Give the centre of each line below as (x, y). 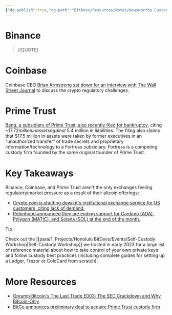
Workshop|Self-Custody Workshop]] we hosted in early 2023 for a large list (85, 245)
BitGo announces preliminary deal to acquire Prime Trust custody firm (86, 307)
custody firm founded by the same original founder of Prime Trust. (75, 153)
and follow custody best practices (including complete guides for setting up (85, 255)
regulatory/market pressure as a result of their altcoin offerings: (72, 193)
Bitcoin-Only (26, 302)
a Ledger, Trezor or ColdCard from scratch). (52, 261)
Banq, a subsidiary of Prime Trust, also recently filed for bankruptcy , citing (84, 125)
